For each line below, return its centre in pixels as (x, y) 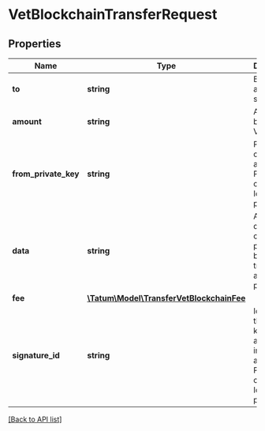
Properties (35, 44)
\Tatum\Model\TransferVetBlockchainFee (166, 298)
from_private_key (46, 174)
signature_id (36, 355)
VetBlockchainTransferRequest (113, 15)
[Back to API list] (35, 419)
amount (27, 122)
